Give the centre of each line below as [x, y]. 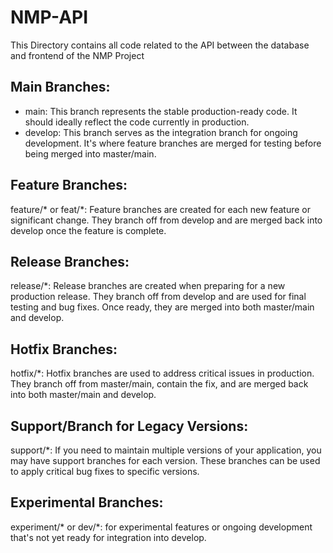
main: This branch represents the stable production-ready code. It [161, 111]
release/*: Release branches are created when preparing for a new [148, 286]
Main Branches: [60, 87]
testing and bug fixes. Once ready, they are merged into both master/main [162, 307]
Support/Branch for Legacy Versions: [129, 426]
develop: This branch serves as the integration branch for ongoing [161, 132]
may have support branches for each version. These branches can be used [165, 460]
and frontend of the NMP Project [77, 55]
